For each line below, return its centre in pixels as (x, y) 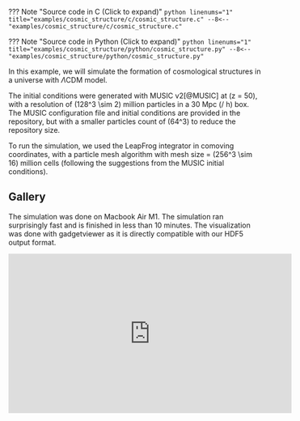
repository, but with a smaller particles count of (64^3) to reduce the (122, 121)
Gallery (27, 197)
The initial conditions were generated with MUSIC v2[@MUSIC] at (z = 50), (133, 96)
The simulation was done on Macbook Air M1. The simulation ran (116, 216)
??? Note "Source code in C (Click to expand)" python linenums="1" (121, 12)
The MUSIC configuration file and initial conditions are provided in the (125, 113)
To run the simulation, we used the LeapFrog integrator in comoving (121, 146)
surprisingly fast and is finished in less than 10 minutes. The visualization (129, 225)
